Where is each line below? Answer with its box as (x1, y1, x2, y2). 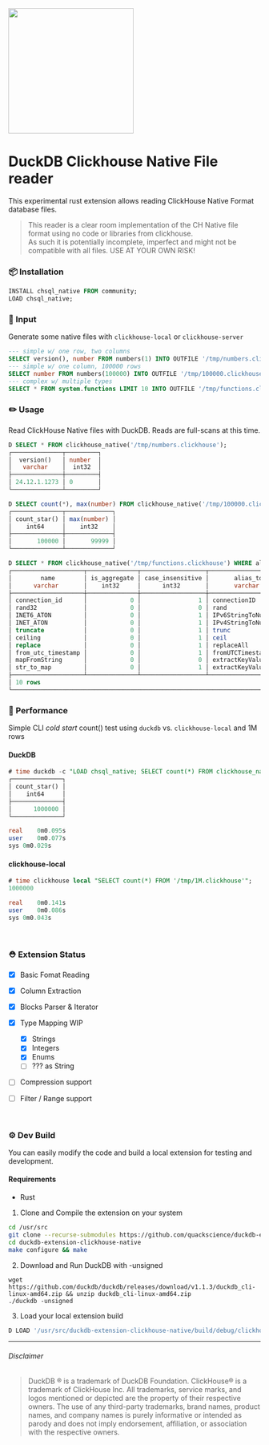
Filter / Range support (19, 1093, 92, 1103)
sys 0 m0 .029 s (8, 842, 52, 850)
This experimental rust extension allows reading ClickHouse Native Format (8, 196, 255, 205)
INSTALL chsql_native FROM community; (8, 288, 138, 296)
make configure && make (8, 1245, 88, 1253)
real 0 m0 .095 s (8, 827, 66, 835)
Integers (31, 1043, 60, 1053)
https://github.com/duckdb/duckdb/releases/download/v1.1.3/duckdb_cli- (8, 1282, 256, 1291)
